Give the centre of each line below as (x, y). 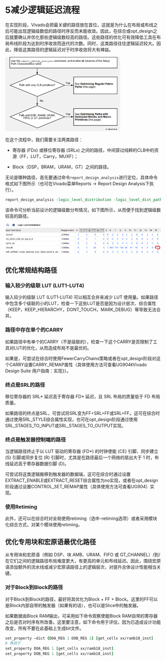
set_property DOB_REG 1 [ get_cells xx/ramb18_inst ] (59, 654)
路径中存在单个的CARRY (34, 330)
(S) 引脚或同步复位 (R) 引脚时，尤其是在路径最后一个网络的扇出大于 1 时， (80, 458)
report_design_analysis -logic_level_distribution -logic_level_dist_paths (85, 200)
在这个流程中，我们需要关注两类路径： (44, 140)
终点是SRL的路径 (25, 385)
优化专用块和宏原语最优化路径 (51, 542)
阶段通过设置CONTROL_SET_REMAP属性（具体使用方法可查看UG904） (78, 487)
